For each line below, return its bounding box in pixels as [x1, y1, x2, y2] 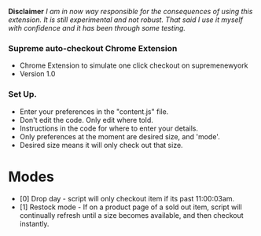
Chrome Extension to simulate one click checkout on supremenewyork [19, 61, 249, 70]
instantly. [19, 219, 50, 228]
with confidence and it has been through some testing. [8, 24, 186, 32]
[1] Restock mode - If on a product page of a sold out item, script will [19, 202, 242, 212]
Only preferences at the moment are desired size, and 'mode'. [19, 131, 220, 141]
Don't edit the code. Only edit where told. [19, 115, 153, 124]
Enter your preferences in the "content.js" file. [19, 106, 169, 116]
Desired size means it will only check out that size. [19, 140, 183, 149]
